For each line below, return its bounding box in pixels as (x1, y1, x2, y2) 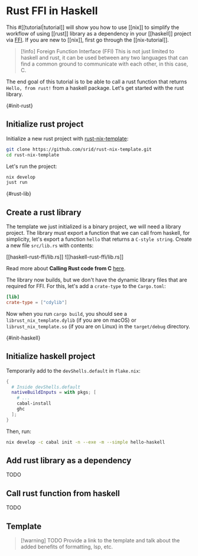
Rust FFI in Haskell (6, 4, 98, 18)
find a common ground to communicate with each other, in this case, (20, 60, 189, 67)
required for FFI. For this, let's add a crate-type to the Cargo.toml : (6, 283, 167, 290)
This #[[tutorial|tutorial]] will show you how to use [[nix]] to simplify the (6, 24, 179, 31)
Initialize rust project (6, 119, 84, 130)
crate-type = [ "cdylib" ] (6, 299, 67, 305)
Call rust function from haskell (6, 488, 120, 498)
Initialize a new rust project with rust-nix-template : (6, 135, 129, 142)
